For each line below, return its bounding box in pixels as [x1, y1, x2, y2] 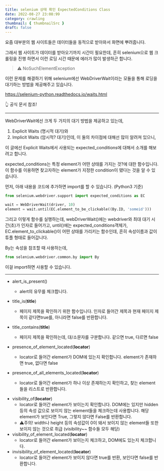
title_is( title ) [12, 298, 37, 304]
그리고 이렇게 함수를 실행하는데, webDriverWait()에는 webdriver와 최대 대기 [5, 216, 150, 222]
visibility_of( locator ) [12, 395, 53, 401]
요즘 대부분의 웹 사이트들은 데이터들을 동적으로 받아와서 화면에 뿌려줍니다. [5, 39, 146, 45]
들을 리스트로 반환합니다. [19, 386, 67, 392]
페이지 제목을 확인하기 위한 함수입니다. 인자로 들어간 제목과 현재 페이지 [19, 308, 154, 314]
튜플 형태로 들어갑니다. [5, 235, 48, 240]
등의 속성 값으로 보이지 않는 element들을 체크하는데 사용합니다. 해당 [19, 408, 149, 413]
